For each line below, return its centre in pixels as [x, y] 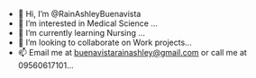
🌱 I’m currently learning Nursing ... [82, 33]
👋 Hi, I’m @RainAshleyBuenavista [79, 14]
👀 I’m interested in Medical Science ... [87, 23]
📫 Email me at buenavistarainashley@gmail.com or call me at [133, 52]
